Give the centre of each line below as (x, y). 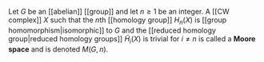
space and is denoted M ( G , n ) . (58, 49)
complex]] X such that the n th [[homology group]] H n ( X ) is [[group (118, 21)
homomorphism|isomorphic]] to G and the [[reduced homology (112, 30)
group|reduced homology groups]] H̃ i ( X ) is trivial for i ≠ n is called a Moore (132, 39)
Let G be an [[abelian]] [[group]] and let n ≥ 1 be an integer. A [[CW (119, 12)
